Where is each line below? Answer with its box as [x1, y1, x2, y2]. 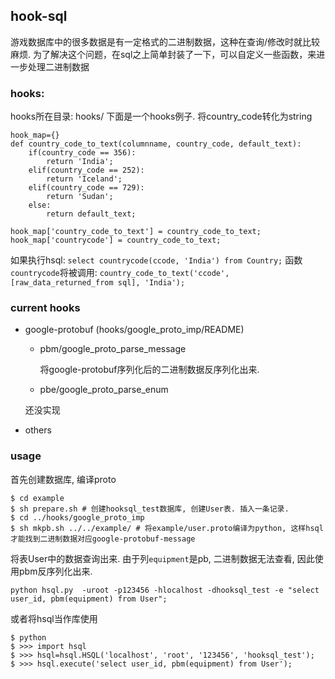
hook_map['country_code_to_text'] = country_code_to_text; [10, 227, 262, 237]
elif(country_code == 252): [28, 165, 145, 176]
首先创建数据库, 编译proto [10, 473, 117, 485]
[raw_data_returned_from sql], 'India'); [10, 278, 186, 288]
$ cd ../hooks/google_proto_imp [10, 512, 145, 523]
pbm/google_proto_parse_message [39, 343, 187, 355]
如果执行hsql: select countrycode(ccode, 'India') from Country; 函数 [10, 254, 303, 266]
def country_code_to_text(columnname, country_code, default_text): [10, 139, 302, 149]
